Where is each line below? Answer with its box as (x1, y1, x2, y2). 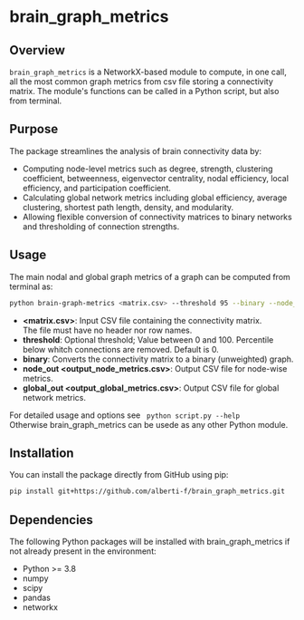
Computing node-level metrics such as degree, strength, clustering (22, 163, 273, 174)
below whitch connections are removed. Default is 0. (22, 344, 219, 354)
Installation (9, 445, 74, 460)
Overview (9, 43, 66, 58)
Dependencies (9, 512, 93, 528)
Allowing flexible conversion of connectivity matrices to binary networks (22, 211, 292, 222)
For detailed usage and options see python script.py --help (9, 410, 241, 421)
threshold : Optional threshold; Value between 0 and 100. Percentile (22, 334, 274, 345)
